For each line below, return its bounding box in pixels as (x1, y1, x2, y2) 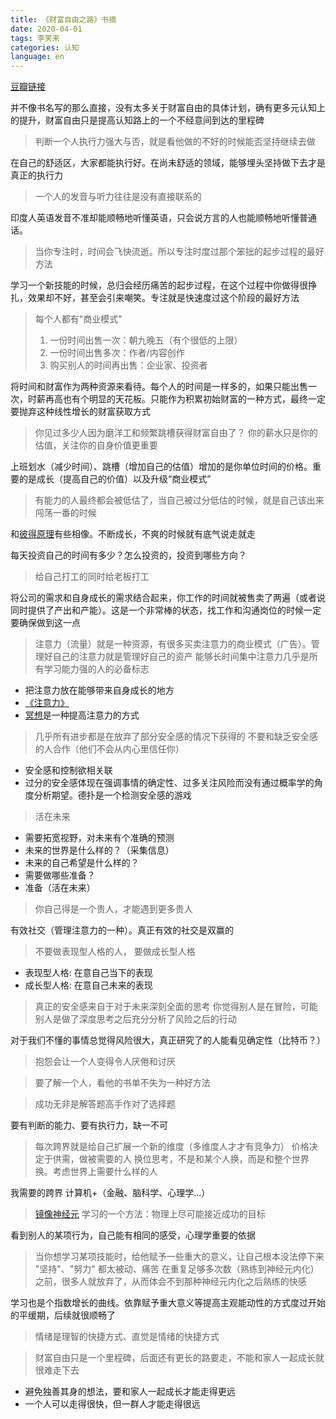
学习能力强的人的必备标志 (43, 663, 150, 675)
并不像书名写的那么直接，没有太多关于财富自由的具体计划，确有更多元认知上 (10, 102, 326, 114)
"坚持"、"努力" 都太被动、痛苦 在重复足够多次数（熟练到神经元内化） (34, 1263, 320, 1275)
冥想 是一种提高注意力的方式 (24, 709, 140, 721)
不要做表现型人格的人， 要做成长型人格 (34, 946, 196, 958)
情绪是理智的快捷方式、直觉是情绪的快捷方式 (34, 1331, 220, 1343)
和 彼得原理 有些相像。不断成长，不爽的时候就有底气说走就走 (10, 528, 256, 540)
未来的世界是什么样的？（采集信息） (24, 844, 175, 856)
